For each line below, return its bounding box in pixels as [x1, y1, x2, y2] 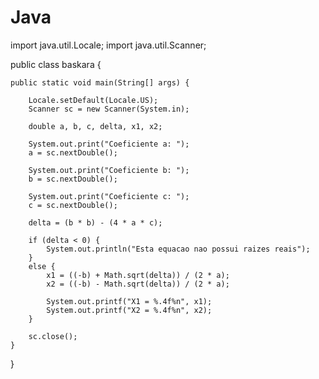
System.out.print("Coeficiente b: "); [28, 165, 190, 175]
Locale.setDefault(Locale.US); [28, 95, 159, 105]
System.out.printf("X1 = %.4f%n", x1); [46, 296, 213, 306]
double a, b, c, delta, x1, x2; [28, 121, 163, 131]
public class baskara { [10, 58, 102, 70]
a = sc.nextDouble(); [28, 147, 118, 158]
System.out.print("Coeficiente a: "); [28, 139, 190, 149]
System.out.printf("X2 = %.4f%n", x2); [46, 305, 213, 315]
